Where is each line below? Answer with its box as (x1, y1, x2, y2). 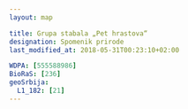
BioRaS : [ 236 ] (9, 70, 62, 79)
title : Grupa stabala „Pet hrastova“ (9, 28, 148, 38)
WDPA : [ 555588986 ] (9, 61, 77, 71)
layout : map (9, 12, 53, 22)
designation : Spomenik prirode (9, 37, 124, 46)
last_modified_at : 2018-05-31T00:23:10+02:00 (9, 45, 179, 54)
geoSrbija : (9, 78, 49, 87)
